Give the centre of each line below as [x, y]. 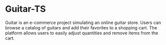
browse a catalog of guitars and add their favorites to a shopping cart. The [81, 27]
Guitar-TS [26, 9]
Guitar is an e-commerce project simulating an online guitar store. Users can [83, 22]
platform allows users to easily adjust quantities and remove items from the [82, 33]
